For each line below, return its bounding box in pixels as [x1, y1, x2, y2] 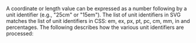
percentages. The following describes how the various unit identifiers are [6, 24, 184, 31]
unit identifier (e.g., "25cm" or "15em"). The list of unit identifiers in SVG [6, 11, 181, 18]
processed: [6, 30, 34, 37]
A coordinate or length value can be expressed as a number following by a [6, 5, 187, 12]
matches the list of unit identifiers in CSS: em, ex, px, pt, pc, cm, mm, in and [6, 18, 190, 24]
